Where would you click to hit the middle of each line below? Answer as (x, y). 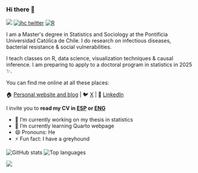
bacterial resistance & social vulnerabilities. (59, 47)
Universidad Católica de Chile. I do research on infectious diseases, (89, 41)
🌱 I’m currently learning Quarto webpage (64, 126)
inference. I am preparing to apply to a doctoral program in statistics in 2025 (99, 65)
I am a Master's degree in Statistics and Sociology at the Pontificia (87, 34)
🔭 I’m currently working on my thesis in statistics (74, 120)
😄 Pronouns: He (35, 132)
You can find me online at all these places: (58, 83)
